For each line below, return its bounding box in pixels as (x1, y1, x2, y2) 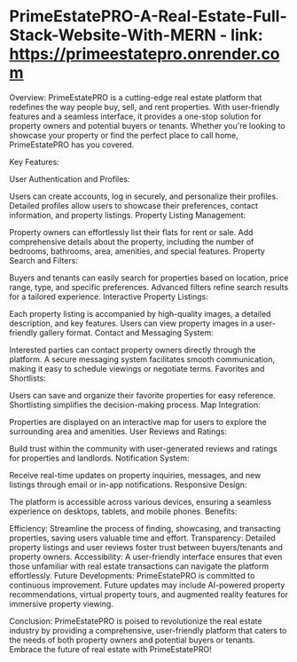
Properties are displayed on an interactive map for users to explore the (9, 416, 268, 427)
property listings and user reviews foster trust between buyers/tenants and (9, 541, 284, 552)
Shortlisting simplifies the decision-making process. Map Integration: (9, 399, 262, 410)
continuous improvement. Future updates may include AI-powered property (9, 579, 285, 590)
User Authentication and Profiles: (9, 173, 130, 184)
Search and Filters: (9, 255, 78, 265)
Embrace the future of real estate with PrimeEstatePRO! (9, 643, 212, 654)
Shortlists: (9, 373, 46, 383)
